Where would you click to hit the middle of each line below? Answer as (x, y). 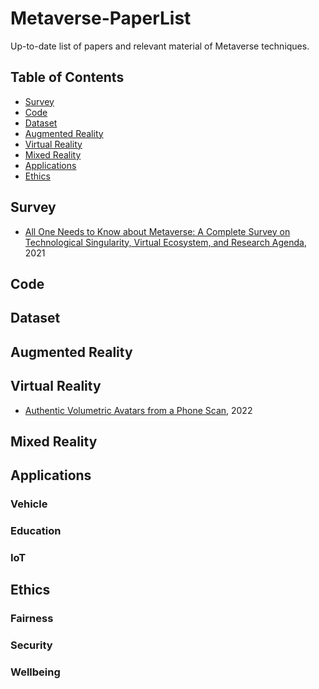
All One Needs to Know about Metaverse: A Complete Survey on (157, 231)
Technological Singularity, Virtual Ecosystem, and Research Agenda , (166, 242)
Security (31, 645)
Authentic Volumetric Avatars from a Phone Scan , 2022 (138, 410)
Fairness (32, 619)
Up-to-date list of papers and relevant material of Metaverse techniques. (160, 46)
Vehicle (29, 504)
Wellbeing (35, 672)
